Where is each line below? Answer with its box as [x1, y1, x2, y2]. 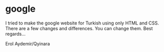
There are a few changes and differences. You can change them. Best [5, 25, 153, 31]
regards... [5, 31, 26, 37]
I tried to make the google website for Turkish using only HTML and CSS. [5, 20, 159, 26]
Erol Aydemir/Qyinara [5, 40, 50, 46]
